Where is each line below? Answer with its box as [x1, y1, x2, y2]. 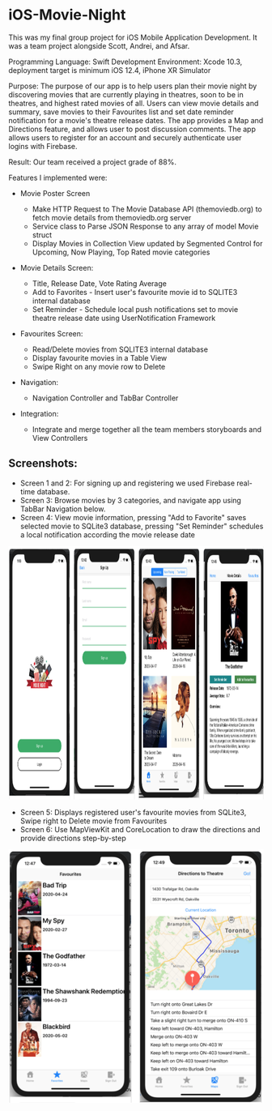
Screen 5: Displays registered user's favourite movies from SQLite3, [19, 807, 247, 817]
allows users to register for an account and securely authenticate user [8, 132, 242, 143]
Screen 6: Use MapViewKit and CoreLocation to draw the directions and [19, 824, 261, 834]
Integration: [19, 408, 59, 418]
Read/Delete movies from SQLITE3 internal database [32, 344, 209, 354]
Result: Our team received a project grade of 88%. [8, 156, 176, 167]
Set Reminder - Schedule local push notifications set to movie [32, 304, 239, 314]
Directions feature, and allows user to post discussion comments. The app [8, 124, 257, 134]
